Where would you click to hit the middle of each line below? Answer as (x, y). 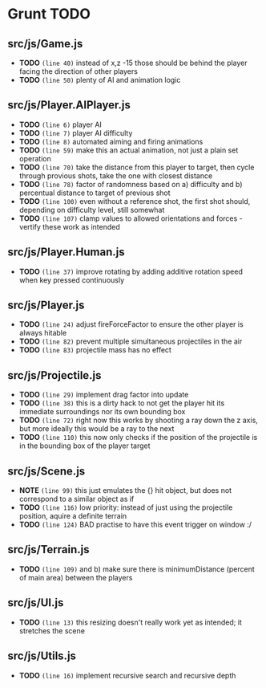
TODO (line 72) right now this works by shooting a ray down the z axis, (138, 420)
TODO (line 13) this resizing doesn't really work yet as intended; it (130, 622)
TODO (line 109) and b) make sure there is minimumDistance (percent (137, 569)
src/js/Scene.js (46, 471)
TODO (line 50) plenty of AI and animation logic (100, 80)
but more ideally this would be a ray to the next (97, 429)
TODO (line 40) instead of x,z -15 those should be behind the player (133, 63)
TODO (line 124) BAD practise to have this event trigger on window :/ (135, 525)
